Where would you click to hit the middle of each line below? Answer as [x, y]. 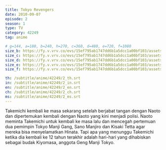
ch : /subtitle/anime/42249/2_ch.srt [43, 92]
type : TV [14, 28]
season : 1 [15, 24]
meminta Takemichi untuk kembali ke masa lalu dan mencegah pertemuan [80, 121]
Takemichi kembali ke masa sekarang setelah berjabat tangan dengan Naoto [83, 111]
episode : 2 [16, 19]
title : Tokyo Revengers [30, 10]
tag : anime [16, 38]
